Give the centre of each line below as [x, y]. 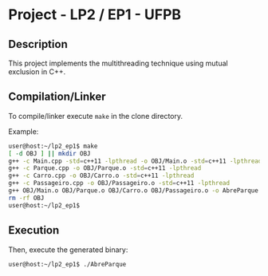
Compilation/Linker [57, 97]
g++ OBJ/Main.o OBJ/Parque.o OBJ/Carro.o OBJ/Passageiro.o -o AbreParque [134, 191]
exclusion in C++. [37, 72]
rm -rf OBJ [26, 198]
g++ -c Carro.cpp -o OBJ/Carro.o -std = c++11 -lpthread [101, 176]
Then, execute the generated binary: [68, 250]
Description [38, 44]
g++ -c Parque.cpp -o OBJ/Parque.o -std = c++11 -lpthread [105, 168]
